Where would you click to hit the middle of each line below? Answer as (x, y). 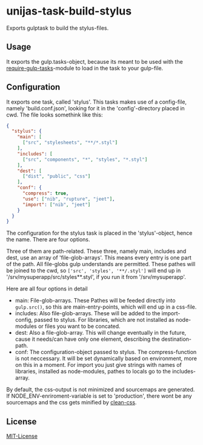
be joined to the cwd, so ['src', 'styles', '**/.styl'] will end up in (94, 270)
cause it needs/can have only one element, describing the (88, 339)
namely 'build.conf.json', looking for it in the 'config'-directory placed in (95, 108)
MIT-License (22, 436)
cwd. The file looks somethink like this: (55, 115)
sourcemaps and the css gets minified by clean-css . (72, 403)
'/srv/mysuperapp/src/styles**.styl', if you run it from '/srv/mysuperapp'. (96, 277)
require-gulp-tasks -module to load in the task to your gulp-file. (85, 68)
